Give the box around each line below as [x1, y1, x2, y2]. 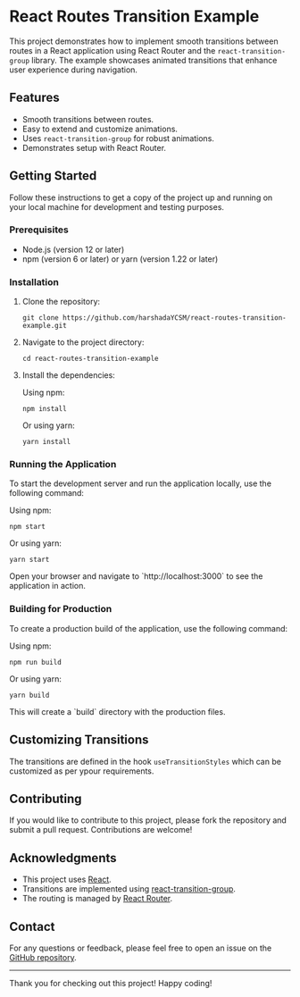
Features [9, 90, 60, 105]
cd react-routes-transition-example [21, 355, 159, 364]
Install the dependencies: [21, 370, 116, 381]
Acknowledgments [9, 850, 118, 866]
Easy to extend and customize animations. [21, 123, 179, 134]
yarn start [9, 556, 50, 565]
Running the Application [9, 458, 117, 471]
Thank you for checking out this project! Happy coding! [9, 978, 212, 988]
